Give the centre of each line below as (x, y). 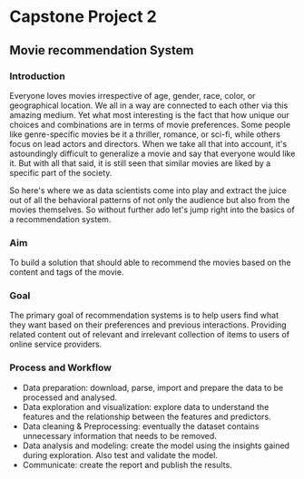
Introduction (37, 76)
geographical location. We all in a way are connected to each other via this (149, 105)
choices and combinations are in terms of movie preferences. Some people (150, 124)
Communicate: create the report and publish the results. (127, 464)
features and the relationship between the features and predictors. (147, 416)
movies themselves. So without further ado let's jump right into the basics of (152, 210)
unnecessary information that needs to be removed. (120, 435)
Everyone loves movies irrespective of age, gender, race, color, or (132, 95)
